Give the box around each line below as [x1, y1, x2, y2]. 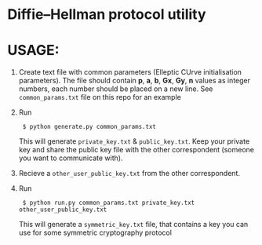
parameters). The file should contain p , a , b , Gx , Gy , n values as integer [18, 76, 251, 86]
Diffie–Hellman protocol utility [7, 5, 206, 24]
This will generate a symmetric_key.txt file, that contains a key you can [18, 220, 249, 229]
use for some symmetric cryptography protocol [18, 228, 172, 237]
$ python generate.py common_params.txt [22, 123, 157, 131]
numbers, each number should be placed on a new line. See [18, 84, 213, 93]
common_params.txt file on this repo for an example [18, 93, 181, 102]
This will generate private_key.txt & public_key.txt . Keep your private [18, 137, 250, 146]
